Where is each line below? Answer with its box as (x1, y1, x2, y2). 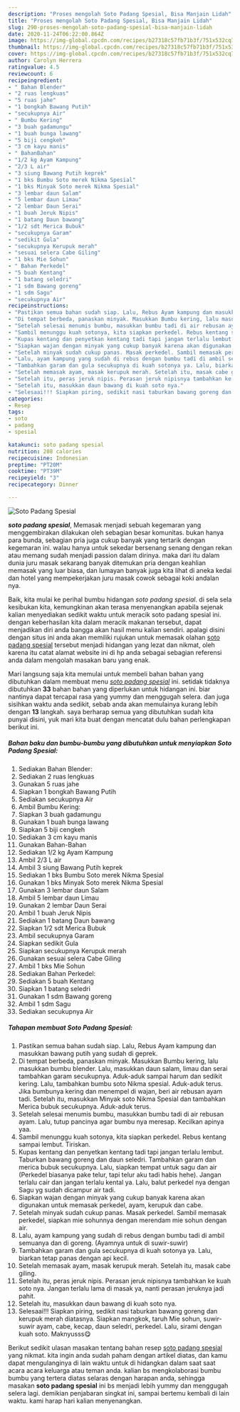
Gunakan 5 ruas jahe (18, 779, 80, 788)
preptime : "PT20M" (8, 461, 63, 468)
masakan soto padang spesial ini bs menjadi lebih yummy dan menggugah (8, 1381, 229, 1390)
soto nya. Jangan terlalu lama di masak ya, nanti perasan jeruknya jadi (18, 1284, 224, 1292)
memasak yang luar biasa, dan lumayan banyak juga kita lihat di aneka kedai (8, 566, 232, 574)
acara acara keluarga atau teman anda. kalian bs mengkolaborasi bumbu (8, 1366, 221, 1374)
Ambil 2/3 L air (18, 855, 62, 864)
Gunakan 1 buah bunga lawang (18, 818, 109, 826)
